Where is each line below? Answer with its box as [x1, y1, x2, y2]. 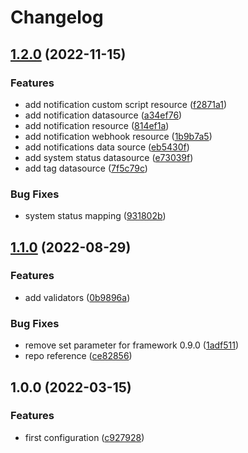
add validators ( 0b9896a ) [24, 291, 131, 303]
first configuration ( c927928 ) [24, 431, 145, 443]
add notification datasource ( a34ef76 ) [24, 109, 183, 121]
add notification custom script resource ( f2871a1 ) [24, 98, 228, 110]
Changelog [10, 6, 104, 29]
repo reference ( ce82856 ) [24, 350, 133, 362]
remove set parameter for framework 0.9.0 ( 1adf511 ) [24, 339, 240, 351]
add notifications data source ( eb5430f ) [24, 141, 190, 153]
